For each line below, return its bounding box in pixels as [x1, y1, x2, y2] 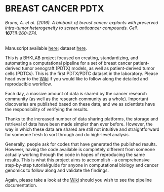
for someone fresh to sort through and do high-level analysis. [5, 132, 130, 138]
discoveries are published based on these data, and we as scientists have [5, 101, 155, 107]
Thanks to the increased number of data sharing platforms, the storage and [5, 116, 159, 122]
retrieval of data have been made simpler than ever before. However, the [5, 121, 153, 127]
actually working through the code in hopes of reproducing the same [5, 152, 145, 158]
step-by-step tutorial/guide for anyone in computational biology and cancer [5, 162, 159, 168]
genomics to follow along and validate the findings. [5, 167, 109, 173]
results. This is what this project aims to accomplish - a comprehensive [5, 157, 150, 163]
